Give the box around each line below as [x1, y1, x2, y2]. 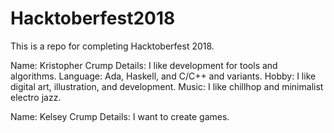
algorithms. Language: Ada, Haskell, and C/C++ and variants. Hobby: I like [10, 70, 317, 82]
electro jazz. [10, 91, 62, 103]
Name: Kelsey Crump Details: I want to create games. [10, 110, 230, 122]
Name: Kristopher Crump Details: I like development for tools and [10, 59, 278, 71]
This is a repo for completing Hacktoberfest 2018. [10, 40, 215, 52]
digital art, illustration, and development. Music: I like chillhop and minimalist [10, 80, 324, 92]
